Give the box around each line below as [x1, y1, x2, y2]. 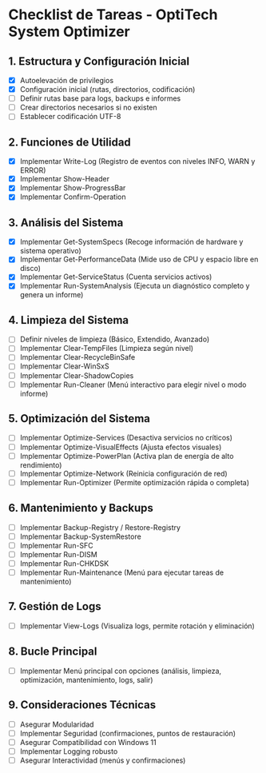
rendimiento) [19, 460, 62, 469]
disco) [19, 264, 42, 273]
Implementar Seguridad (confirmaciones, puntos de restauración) [19, 728, 236, 738]
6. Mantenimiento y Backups [8, 501, 154, 515]
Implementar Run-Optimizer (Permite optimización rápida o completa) [19, 477, 250, 487]
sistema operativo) [19, 246, 81, 256]
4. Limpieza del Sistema [8, 313, 129, 327]
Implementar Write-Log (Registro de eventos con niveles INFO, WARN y [19, 157, 256, 166]
